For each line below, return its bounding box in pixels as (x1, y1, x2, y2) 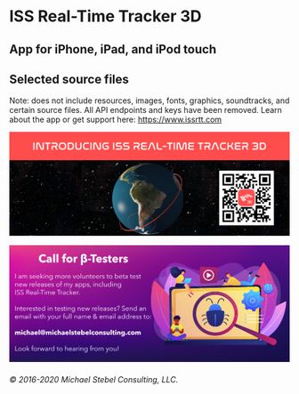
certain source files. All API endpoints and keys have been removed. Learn (9, 105, 283, 116)
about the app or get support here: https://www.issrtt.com (9, 114, 222, 125)
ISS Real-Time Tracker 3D (9, 6, 202, 27)
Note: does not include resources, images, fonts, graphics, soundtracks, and (9, 95, 290, 106)
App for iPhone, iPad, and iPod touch (9, 42, 216, 57)
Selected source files (9, 71, 129, 86)
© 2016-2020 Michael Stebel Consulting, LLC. (9, 374, 179, 384)
